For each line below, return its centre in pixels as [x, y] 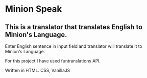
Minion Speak [34, 9]
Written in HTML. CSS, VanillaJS [37, 70]
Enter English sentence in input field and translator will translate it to [74, 46]
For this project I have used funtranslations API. [53, 61]
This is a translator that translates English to [74, 27]
